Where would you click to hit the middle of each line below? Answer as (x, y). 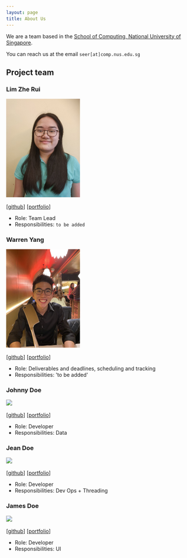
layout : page (22, 12)
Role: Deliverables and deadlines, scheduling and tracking (85, 368)
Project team (30, 72)
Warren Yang (25, 239)
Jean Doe (20, 448)
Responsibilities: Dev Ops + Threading (61, 491)
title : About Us (26, 19)
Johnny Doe (24, 390)
